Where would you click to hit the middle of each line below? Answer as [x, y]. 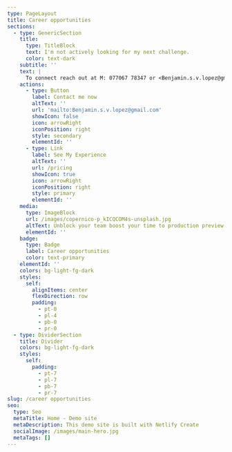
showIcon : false [55, 116]
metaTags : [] [32, 437]
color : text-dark [50, 59]
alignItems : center [60, 290]
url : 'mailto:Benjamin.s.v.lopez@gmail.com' [97, 110]
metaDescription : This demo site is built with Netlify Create [106, 425]
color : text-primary [55, 258]
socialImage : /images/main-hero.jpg [66, 431]
